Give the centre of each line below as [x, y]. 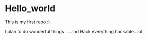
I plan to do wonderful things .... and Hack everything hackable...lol [74, 31]
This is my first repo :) [28, 22]
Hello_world [30, 9]
